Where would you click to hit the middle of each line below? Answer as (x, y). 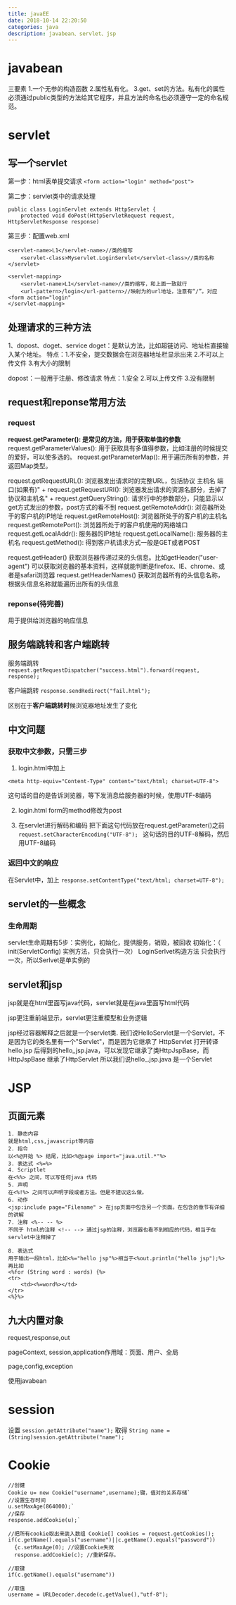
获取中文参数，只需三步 (47, 751)
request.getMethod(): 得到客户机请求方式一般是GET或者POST (111, 542)
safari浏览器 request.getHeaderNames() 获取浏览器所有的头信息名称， (122, 574)
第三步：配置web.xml (39, 236)
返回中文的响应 (33, 863)
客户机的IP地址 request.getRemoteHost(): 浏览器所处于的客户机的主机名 (124, 516)
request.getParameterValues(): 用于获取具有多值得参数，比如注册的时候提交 (118, 448)
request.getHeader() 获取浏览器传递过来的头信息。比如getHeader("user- (113, 557)
